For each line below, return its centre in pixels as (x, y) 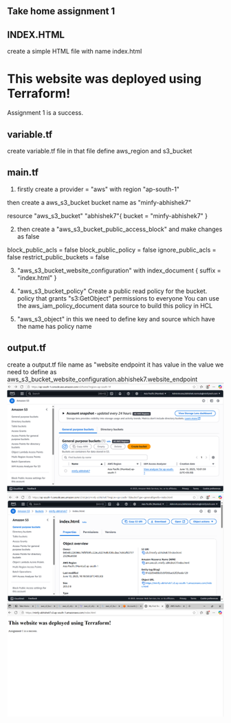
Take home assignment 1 (61, 11)
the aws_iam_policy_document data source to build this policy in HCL (115, 305)
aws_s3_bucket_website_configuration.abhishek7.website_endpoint (102, 379)
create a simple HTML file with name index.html (75, 52)
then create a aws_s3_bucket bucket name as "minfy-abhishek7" (99, 202)
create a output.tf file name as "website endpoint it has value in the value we (115, 365)
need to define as (32, 371)
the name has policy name (54, 326)
